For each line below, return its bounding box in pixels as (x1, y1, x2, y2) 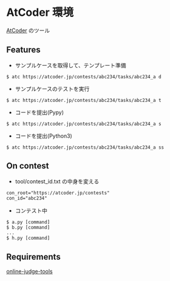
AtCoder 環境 (6, 5, 74, 19)
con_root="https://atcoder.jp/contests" (6, 189, 110, 196)
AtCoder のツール (6, 27, 50, 34)
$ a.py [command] (6, 219, 50, 225)
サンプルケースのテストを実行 (15, 85, 90, 92)
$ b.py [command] (6, 225, 50, 231)
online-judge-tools (6, 268, 53, 275)
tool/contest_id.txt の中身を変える (15, 177, 100, 185)
